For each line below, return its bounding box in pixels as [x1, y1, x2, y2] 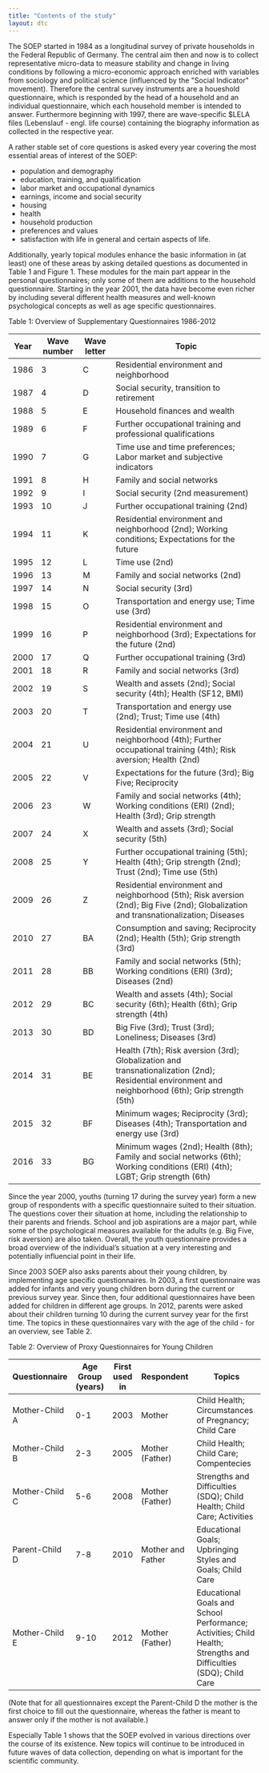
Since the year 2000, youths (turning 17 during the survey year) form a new [8, 1192, 257, 1201]
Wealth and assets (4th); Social [115, 988, 234, 999]
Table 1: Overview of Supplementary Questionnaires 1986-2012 [8, 316, 216, 326]
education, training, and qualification [19, 174, 142, 184]
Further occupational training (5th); [115, 846, 248, 857]
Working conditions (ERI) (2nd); [115, 799, 235, 811]
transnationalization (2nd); [115, 1064, 215, 1075]
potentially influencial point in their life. [8, 1251, 136, 1261]
